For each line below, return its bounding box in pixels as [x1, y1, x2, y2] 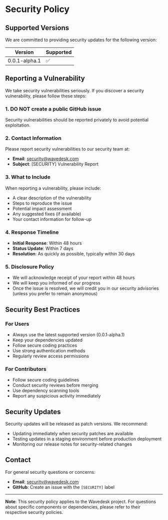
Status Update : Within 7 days [12, 245, 73, 251]
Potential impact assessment [12, 205, 72, 211]
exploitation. [5, 122, 31, 128]
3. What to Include [5, 174, 51, 181]
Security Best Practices [5, 305, 80, 314]
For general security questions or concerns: [5, 469, 96, 475]
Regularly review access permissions [12, 353, 89, 359]
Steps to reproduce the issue [12, 200, 72, 206]
